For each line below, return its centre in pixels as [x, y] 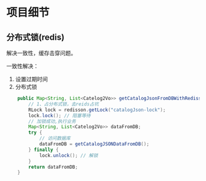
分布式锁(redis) [36, 37]
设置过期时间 [31, 79]
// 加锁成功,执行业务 [52, 121]
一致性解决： [22, 66]
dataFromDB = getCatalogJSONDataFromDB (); [94, 144]
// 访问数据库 [55, 139]
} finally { [44, 150]
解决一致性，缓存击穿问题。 [41, 53]
